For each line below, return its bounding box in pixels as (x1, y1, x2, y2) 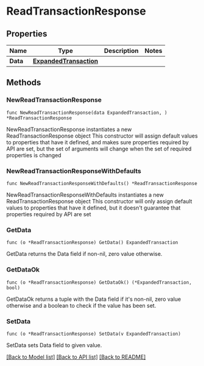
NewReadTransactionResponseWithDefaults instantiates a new (6, 191, 164, 199)
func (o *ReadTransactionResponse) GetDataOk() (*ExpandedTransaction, (6, 279, 192, 286)
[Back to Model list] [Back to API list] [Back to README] (6, 353, 146, 361)
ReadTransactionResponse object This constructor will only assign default (6, 197, 192, 205)
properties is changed (6, 151, 62, 159)
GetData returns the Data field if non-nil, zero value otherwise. (6, 250, 163, 258)
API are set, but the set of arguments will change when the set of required (6, 145, 192, 152)
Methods (6, 77, 41, 88)
